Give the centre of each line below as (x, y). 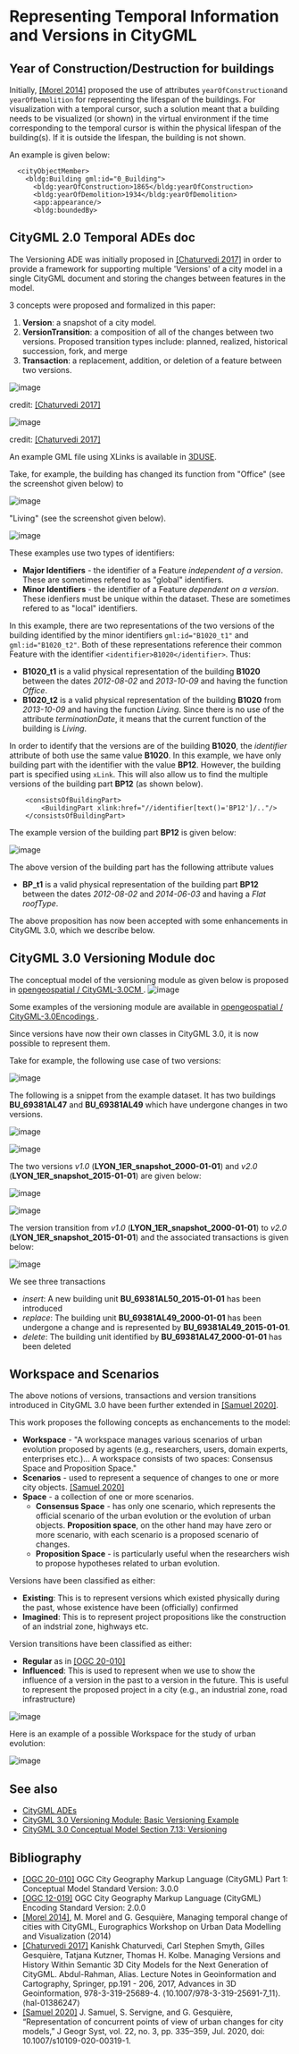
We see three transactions (58, 1281)
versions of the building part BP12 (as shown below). (106, 784)
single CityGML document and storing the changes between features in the (147, 278)
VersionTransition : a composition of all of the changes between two (148, 332)
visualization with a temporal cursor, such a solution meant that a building (144, 109)
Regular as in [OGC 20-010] (74, 1661)
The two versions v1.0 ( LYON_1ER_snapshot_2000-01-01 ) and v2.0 (133, 1166)
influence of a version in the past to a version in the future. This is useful (155, 1680)
